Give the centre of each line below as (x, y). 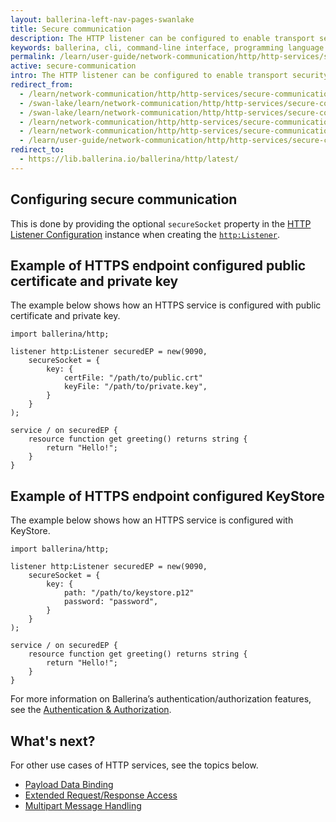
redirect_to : (37, 150)
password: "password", (111, 602)
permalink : (33, 57)
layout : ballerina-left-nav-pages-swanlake (102, 19)
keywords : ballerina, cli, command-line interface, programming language (167, 47)
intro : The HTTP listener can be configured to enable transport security (169, 76)
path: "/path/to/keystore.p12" (129, 593)
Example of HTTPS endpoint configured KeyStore (167, 496)
